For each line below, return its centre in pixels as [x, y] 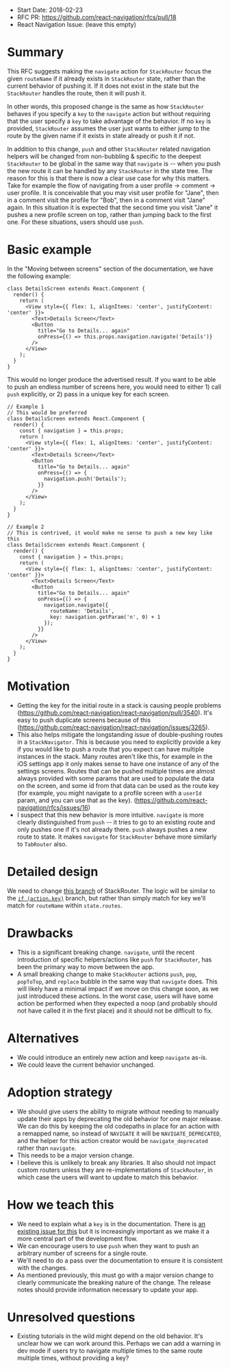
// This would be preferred [47, 412]
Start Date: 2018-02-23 [50, 10]
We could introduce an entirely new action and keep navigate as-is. [112, 1057]
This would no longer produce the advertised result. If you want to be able [112, 379]
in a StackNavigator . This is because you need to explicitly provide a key [119, 742]
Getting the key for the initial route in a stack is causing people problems [119, 705]
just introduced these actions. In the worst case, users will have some [115, 996]
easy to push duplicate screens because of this [84, 720]
